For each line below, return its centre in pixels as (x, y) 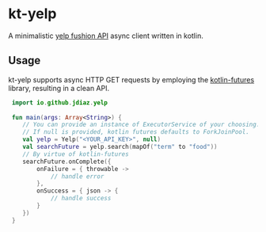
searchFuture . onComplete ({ (67, 162)
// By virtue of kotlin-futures (76, 154)
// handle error (77, 176)
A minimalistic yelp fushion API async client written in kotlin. (106, 36)
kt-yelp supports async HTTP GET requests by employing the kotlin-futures (131, 79)
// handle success (81, 199)
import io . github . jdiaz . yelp (60, 103)
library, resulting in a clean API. (59, 88)
